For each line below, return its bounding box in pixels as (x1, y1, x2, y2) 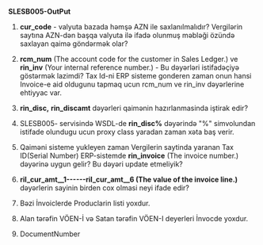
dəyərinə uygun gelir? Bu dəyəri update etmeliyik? (19, 159, 184, 169)
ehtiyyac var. (19, 88, 62, 98)
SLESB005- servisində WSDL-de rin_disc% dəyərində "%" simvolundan (19, 119, 256, 128)
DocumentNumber (19, 229, 81, 239)
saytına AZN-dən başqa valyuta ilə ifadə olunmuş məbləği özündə (19, 31, 235, 40)
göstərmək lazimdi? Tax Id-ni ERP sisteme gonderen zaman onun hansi (19, 71, 252, 80)
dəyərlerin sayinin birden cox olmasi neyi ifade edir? (19, 183, 190, 193)
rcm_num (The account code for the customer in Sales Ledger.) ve (19, 55, 238, 63)
